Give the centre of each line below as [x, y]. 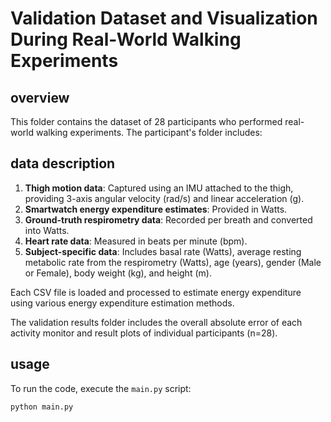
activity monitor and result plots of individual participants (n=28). [144, 333]
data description [63, 163]
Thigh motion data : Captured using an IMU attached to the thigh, [159, 188]
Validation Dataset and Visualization [164, 18]
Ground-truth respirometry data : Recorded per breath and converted [168, 219]
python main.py [42, 407]
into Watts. [47, 230]
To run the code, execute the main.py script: [101, 388]
